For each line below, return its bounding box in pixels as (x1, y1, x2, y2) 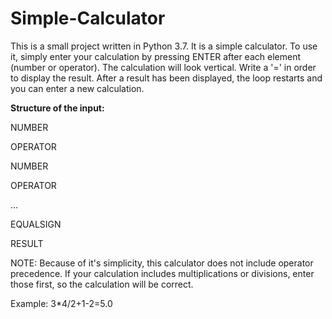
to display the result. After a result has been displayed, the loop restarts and (10, 72, 323, 84)
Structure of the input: (10, 102, 105, 114)
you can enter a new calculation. (10, 82, 145, 94)
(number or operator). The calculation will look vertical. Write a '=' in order (10, 61, 317, 73)
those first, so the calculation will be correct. (10, 278, 194, 290)
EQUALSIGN (10, 218, 62, 230)
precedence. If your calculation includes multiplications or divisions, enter (10, 267, 315, 279)
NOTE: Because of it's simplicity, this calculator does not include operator (10, 257, 314, 269)
